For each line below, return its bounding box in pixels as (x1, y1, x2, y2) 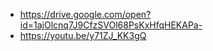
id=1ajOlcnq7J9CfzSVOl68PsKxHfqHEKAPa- (19, 19, 203, 31)
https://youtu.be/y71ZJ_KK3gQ (19, 30, 147, 41)
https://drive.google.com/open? (19, 9, 152, 20)
